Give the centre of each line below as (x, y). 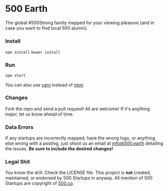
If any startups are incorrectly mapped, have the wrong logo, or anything (80, 138)
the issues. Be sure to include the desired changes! (59, 149)
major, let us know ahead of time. (40, 114)
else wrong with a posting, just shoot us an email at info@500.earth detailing (84, 143)
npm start (16, 75)
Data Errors (19, 127)
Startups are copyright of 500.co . (40, 183)
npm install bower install (33, 53)
